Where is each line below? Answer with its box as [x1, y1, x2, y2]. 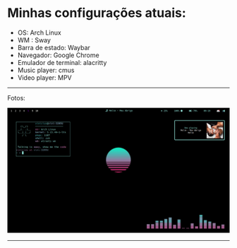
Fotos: [7, 93, 26, 102]
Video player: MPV [17, 73, 72, 82]
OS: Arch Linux [17, 28, 61, 37]
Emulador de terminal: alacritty [17, 58, 107, 66]
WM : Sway [17, 35, 51, 44]
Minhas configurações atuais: [7, 5, 187, 21]
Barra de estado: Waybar [17, 43, 90, 52]
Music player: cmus [17, 66, 75, 74]
